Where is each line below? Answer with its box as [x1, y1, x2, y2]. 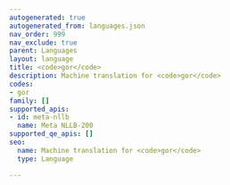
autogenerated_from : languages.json [9, 21, 145, 30]
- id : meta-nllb [9, 113, 70, 122]
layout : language [9, 55, 74, 63]
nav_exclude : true [9, 38, 78, 47]
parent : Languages [9, 46, 78, 55]
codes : [9, 80, 34, 88]
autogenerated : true [9, 13, 86, 22]
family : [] [9, 96, 50, 105]
